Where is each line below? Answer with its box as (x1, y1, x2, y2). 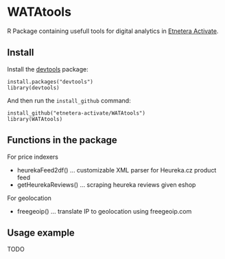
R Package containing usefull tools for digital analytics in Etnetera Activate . (7, 27, 219, 35)
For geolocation (7, 194, 51, 202)
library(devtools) (7, 84, 60, 91)
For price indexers (7, 153, 59, 161)
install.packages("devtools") (7, 78, 94, 85)
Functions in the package (7, 135, 118, 146)
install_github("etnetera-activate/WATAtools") (7, 109, 146, 117)
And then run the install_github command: (7, 96, 132, 104)
